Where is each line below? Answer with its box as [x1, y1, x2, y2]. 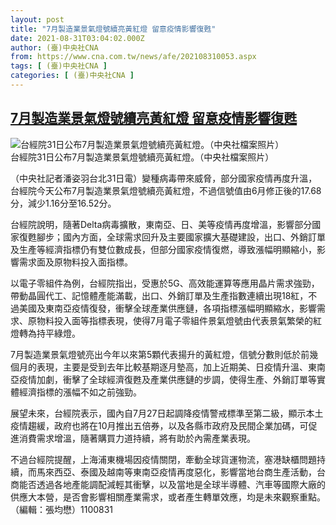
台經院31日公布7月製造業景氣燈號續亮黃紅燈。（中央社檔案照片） [10, 151, 275, 163]
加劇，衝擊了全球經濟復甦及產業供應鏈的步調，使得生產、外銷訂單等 [36, 373, 317, 385]
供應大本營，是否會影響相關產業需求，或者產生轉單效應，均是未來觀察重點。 [10, 491, 326, 503]
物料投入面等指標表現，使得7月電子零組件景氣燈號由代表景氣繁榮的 [36, 314, 313, 326]
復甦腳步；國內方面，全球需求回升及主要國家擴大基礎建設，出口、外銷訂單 [18, 231, 326, 243]
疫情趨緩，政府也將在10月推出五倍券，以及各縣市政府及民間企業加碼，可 [10, 419, 309, 431]
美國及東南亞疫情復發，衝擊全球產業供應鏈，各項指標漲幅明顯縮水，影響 [18, 302, 317, 314]
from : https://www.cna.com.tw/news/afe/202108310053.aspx [10, 52, 257, 62]
